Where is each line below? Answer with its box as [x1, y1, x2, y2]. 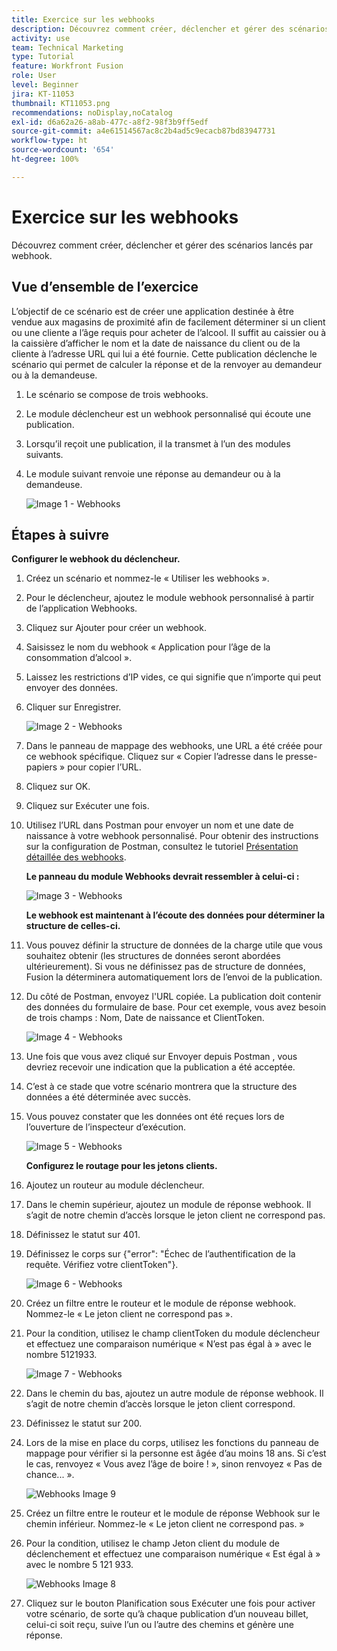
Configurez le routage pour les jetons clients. [25, 1160, 218, 1172]
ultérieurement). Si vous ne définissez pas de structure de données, [25, 961, 306, 973]
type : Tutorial [11, 52, 75, 62]
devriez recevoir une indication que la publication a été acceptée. [25, 1061, 296, 1073]
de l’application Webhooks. [25, 602, 138, 615]
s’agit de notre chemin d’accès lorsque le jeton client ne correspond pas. [25, 1209, 326, 1221]
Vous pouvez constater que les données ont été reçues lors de [25, 1111, 285, 1123]
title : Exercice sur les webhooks [11, 14, 156, 25]
